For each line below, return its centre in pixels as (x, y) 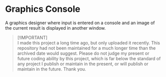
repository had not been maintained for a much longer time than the (86, 48)
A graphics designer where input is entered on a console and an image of (80, 23)
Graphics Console (43, 9)
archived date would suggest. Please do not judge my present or (83, 53)
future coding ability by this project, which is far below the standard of (89, 58)
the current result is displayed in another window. (55, 28)
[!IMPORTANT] (32, 38)
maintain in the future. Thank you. (52, 69)
